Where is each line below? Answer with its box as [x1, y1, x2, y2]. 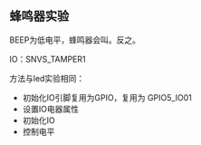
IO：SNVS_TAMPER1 [9, 53, 86, 64]
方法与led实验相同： [9, 72, 85, 83]
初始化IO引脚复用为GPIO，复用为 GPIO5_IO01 [22, 92, 193, 102]
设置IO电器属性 [22, 103, 80, 114]
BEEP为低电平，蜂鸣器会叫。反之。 [9, 34, 140, 45]
